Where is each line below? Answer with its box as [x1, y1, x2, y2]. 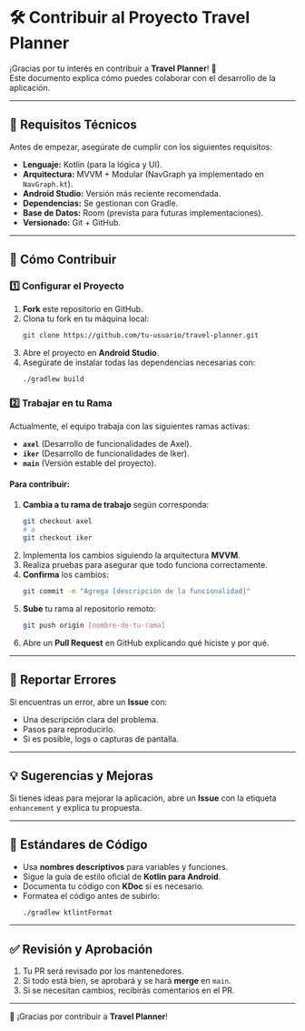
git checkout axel [22, 516, 93, 526]
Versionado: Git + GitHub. [22, 217, 121, 227]
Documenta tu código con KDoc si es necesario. [22, 880, 204, 892]
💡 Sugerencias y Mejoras [9, 768, 154, 783]
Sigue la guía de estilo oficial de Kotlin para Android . [22, 871, 221, 882]
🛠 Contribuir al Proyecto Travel [9, 7, 251, 28]
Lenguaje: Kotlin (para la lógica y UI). [22, 158, 162, 169]
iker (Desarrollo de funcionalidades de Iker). [22, 448, 191, 460]
